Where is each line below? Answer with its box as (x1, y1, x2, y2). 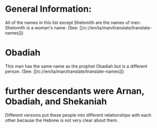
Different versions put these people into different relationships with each (5, 112, 152, 118)
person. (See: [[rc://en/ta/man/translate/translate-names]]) (5, 68, 124, 74)
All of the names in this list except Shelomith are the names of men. (5, 20, 141, 25)
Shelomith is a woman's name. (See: (5, 24, 78, 30)
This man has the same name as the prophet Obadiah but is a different (5, 63, 148, 69)
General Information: (5, 3, 92, 15)
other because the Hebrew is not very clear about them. (5, 117, 119, 123)
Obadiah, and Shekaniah (5, 96, 107, 107)
